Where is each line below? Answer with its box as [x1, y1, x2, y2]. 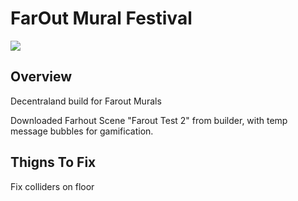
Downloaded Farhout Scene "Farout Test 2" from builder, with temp [10, 114, 288, 126]
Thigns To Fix [10, 154, 97, 171]
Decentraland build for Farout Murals [10, 95, 162, 107]
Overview [10, 68, 73, 86]
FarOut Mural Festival [10, 7, 193, 30]
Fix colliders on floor [10, 180, 95, 192]
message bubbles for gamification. [10, 125, 154, 137]
